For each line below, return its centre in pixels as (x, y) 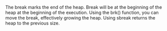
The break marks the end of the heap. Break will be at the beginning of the (84, 7)
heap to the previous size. (32, 23)
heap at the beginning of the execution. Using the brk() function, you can (82, 12)
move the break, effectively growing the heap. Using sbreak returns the (80, 18)
